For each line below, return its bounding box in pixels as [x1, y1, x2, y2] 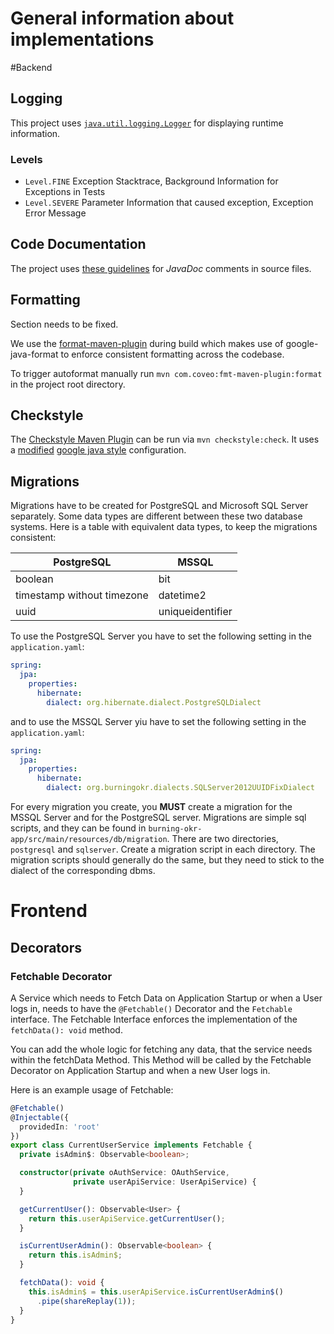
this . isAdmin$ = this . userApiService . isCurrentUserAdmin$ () [28, 1287, 284, 1297]
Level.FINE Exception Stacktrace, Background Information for [24, 175, 279, 187]
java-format [10, 348, 59, 360]
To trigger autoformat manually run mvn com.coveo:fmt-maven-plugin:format [10, 367, 323, 379]
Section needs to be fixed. [10, 318, 119, 330]
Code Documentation [10, 236, 147, 253]
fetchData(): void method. [10, 1023, 123, 1036]
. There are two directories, [166, 833, 279, 845]
